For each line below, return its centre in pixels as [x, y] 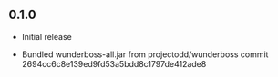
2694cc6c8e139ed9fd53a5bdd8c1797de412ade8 [114, 63]
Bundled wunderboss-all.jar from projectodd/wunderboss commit [145, 54]
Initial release [46, 36]
